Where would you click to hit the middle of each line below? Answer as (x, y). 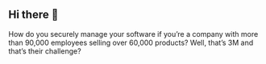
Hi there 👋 (33, 15)
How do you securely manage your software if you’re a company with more (133, 34)
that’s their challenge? (45, 51)
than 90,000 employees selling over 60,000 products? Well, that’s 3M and (131, 42)
